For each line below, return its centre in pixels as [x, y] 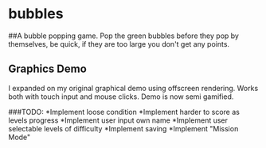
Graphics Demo [48, 69]
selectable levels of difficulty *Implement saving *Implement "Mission [123, 128]
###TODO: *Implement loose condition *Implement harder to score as [124, 112]
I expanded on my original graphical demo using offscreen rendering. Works [133, 88]
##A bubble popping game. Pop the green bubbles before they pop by [123, 36]
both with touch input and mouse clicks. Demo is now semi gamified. [121, 97]
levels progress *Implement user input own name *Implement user [118, 120]
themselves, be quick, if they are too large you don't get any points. [119, 44]
